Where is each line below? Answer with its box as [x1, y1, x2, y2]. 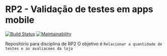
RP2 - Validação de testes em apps [5, 4, 153, 15]
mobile [5, 14, 35, 26]
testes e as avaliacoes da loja [5, 46, 73, 51]
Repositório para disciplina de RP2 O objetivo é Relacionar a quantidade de [5, 40, 162, 46]
